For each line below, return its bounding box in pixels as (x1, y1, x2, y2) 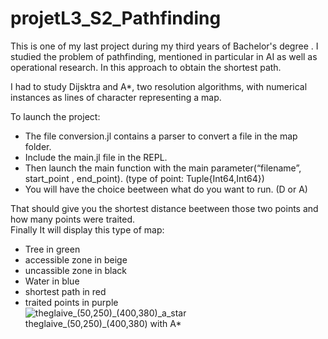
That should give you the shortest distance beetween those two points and (10, 202, 319, 214)
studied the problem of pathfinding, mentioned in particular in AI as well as (10, 50, 318, 62)
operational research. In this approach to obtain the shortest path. (10, 61, 282, 73)
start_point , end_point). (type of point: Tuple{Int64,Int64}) (24, 172, 265, 184)
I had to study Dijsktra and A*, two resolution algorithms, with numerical (10, 80, 308, 92)
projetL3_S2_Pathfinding (10, 7, 222, 30)
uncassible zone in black (24, 264, 127, 276)
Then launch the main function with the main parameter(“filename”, (24, 162, 302, 174)
